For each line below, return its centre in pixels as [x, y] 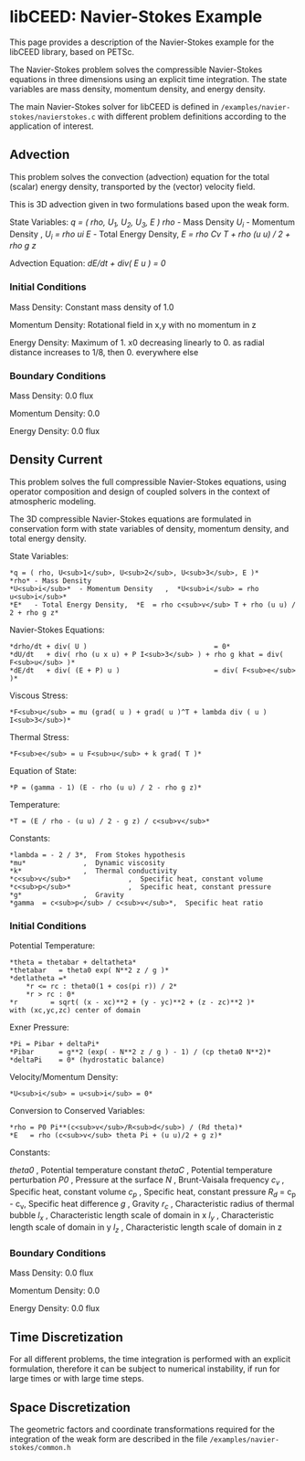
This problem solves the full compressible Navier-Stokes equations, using [148, 482]
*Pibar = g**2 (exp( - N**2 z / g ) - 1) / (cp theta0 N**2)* [141, 1053]
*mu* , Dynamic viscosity [88, 863]
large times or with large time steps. [77, 1379]
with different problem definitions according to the [192, 116]
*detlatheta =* [38, 979]
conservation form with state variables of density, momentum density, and [149, 528]
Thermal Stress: [39, 736]
